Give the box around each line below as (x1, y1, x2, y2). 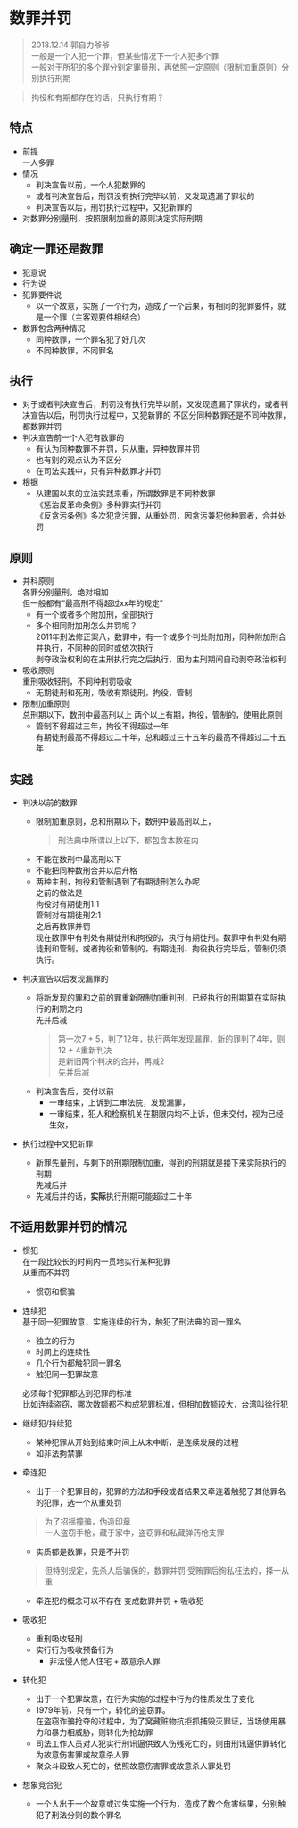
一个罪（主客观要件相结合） (43, 312, 145, 322)
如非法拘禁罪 (35, 1448, 83, 1458)
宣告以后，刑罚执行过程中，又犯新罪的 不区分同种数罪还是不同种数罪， (29, 410, 291, 420)
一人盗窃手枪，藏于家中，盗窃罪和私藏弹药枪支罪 (44, 1527, 225, 1538)
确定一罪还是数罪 (9, 242, 103, 257)
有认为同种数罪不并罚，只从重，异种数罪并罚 (35, 444, 201, 454)
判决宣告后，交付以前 (35, 1086, 114, 1096)
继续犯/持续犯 (21, 1417, 73, 1428)
